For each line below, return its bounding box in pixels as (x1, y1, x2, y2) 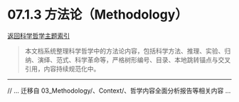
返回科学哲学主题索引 (7, 31, 70, 40)
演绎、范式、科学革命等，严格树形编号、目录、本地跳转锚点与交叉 (37, 55, 231, 64)
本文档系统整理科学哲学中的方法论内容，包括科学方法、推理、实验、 (24, 46, 225, 55)
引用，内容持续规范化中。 (24, 64, 100, 73)
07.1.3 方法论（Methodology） (7, 6, 188, 23)
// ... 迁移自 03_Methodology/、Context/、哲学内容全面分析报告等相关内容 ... (7, 86, 231, 95)
